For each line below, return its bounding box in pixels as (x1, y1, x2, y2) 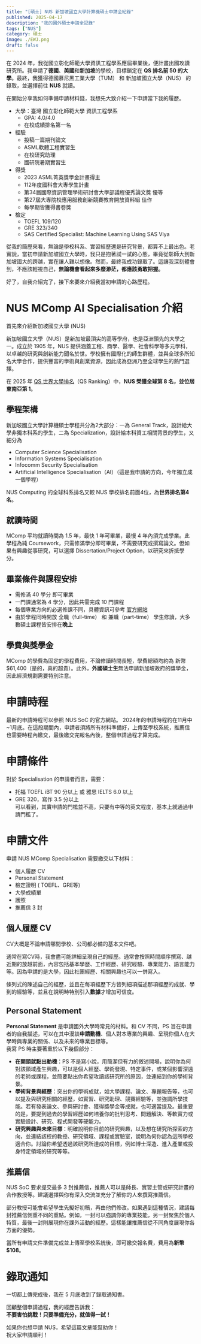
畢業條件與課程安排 (6, 573, 77, 584)
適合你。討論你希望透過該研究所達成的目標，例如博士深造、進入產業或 (14, 1140, 188, 1147)
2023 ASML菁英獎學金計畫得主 (23, 173, 100, 180)
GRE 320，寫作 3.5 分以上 (14, 795, 79, 803)
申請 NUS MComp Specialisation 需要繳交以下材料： (6, 854, 135, 862)
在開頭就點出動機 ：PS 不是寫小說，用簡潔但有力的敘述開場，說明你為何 (14, 1058, 191, 1065)
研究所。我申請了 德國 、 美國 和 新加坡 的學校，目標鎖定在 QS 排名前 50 (6, 67, 176, 74)
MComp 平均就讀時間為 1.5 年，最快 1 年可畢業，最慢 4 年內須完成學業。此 (6, 532, 190, 539)
